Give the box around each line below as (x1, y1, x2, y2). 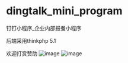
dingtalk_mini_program (6, 4, 123, 18)
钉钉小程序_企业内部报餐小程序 (6, 24, 82, 31)
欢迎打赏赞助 (6, 49, 37, 57)
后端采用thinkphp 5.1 (6, 37, 56, 44)
